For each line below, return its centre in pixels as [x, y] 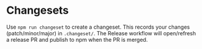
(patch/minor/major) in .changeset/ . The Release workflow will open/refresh [101, 33]
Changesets [38, 10]
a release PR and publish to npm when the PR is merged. [77, 39]
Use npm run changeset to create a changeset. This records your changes [98, 27]
